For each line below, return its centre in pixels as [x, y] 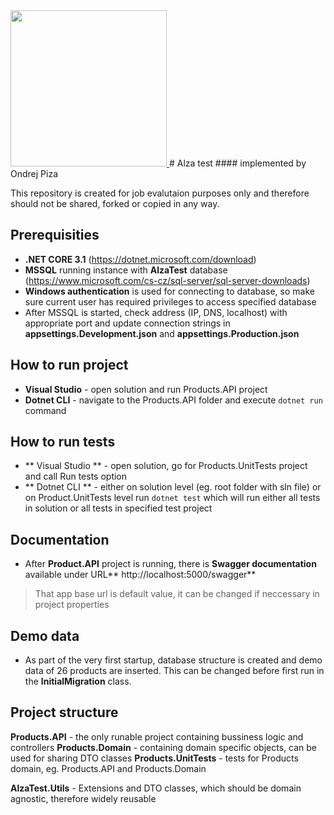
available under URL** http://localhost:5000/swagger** [140, 575]
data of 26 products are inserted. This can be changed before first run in [174, 671]
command [45, 410]
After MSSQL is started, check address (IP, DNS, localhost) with [156, 312]
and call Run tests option [76, 476]
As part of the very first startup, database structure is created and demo [173, 660]
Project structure [64, 712]
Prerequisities [55, 235]
